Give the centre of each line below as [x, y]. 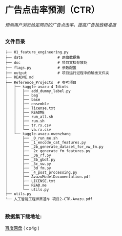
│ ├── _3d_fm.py [28, 168]
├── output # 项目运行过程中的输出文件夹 [57, 73]
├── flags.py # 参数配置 [41, 68]
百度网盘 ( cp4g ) [22, 228]
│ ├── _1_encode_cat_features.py [46, 142]
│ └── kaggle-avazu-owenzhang [38, 134]
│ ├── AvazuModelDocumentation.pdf [48, 177]
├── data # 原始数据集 [43, 57]
